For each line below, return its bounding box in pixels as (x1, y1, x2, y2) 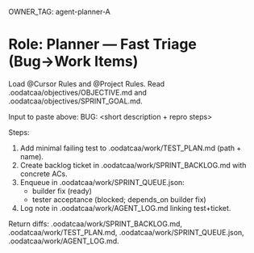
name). (19, 151, 44, 161)
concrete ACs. (19, 169, 69, 179)
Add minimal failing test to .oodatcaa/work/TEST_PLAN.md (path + (19, 143, 242, 153)
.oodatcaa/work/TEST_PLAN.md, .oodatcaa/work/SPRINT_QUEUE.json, (8, 227, 244, 237)
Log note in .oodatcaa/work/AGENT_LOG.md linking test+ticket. (19, 203, 231, 213)
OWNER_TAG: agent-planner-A (8, 7, 111, 16)
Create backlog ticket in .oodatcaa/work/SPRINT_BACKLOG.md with (19, 160, 247, 170)
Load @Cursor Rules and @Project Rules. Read (8, 78, 165, 88)
